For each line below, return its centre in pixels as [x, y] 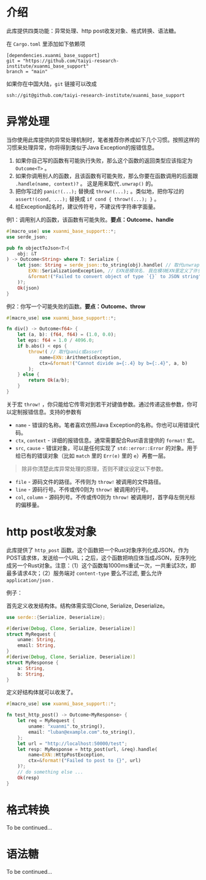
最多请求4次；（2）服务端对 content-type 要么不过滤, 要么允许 [84, 573]
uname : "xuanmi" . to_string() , [67, 726]
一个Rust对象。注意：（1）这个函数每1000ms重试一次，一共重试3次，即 [106, 565]
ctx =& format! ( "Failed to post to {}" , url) [85, 761]
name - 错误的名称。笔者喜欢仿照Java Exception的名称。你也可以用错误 [105, 425]
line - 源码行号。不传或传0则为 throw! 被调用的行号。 [83, 489]
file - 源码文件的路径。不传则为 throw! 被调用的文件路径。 [90, 481]
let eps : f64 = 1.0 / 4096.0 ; [56, 341]
